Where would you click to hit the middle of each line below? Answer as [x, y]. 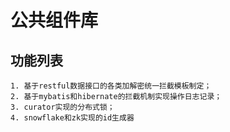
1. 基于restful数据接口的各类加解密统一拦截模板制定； [111, 86]
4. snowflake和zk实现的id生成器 [72, 118]
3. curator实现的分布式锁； [62, 107]
